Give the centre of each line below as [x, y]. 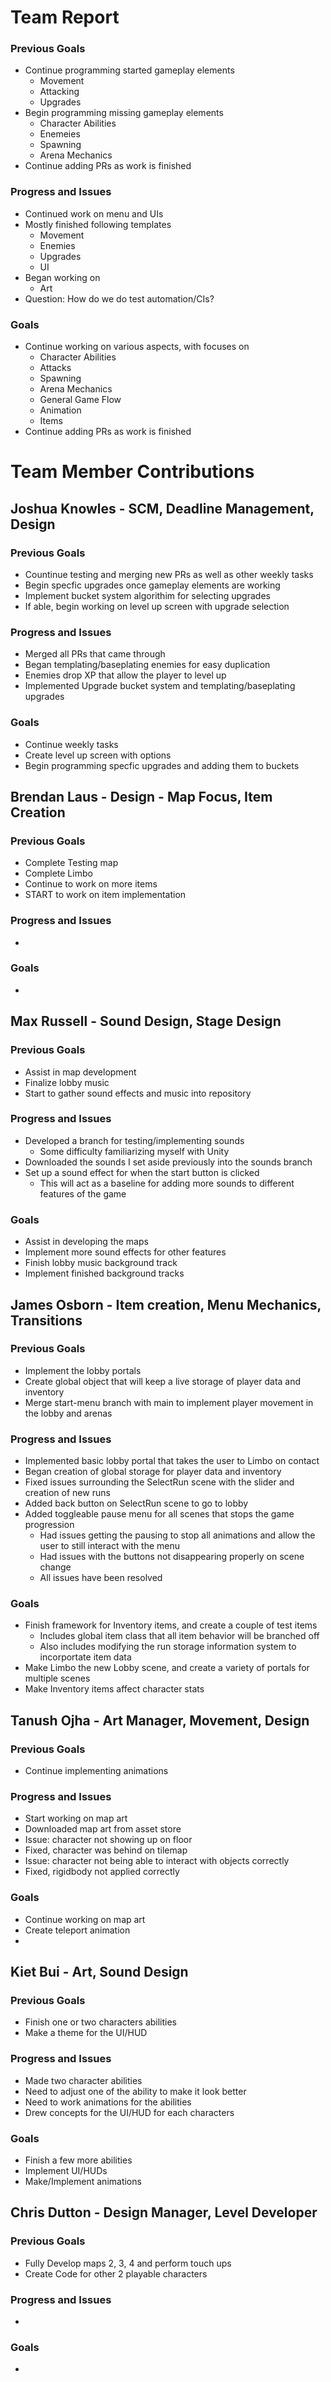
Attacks [55, 368]
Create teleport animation [77, 1930]
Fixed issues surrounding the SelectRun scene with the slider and [159, 1482]
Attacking [59, 92]
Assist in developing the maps [86, 1242]
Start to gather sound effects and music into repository [138, 1093]
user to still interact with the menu [109, 1546]
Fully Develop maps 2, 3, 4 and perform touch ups [128, 2263]
